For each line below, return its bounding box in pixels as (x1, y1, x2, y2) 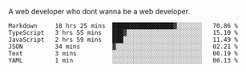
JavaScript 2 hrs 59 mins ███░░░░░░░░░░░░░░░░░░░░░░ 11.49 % (8, 36, 239, 44)
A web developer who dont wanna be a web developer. (8, 7, 191, 16)
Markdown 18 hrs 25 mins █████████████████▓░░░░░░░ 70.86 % (8, 22, 239, 30)
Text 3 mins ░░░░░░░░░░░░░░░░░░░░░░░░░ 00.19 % (8, 50, 239, 58)
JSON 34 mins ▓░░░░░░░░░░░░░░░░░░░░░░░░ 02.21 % (8, 43, 239, 51)
